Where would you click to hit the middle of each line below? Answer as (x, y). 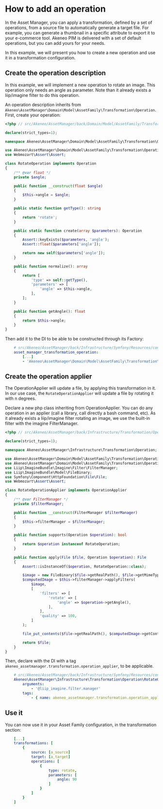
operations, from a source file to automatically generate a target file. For (77, 27)
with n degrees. (21, 398)
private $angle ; (30, 177)
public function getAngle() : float (50, 311)
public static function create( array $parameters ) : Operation (78, 231)
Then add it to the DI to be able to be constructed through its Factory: (74, 339)
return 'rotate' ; (40, 217)
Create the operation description (55, 73)
